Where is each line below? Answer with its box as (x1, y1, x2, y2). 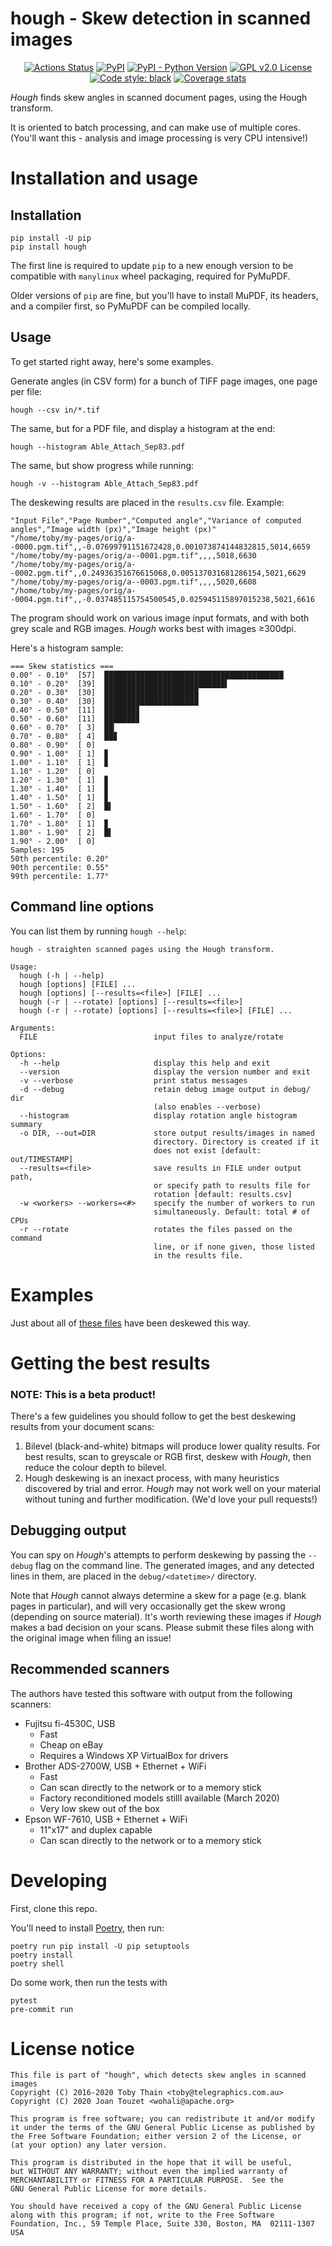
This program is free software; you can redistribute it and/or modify (10, 2114, 315, 2124)
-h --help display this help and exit (19, 1058, 271, 1068)
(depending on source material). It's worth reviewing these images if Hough (10, 1610, 322, 1622)
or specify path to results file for (153, 1180, 311, 1191)
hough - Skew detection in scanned (10, 7, 312, 30)
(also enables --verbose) (153, 1102, 262, 1112)
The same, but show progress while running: (10, 459, 195, 471)
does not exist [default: (153, 1145, 262, 1156)
